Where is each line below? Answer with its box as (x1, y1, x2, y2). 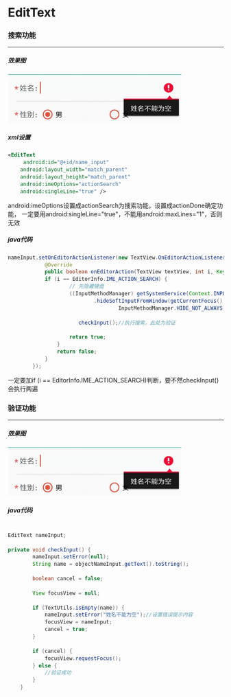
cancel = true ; (44, 626, 88, 633)
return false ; (56, 348, 97, 355)
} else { (32, 662, 58, 669)
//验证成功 (44, 670, 71, 676)
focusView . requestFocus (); (44, 654, 122, 662)
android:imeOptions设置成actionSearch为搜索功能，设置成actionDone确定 (8, 201, 217, 209)
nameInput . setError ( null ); (32, 553, 110, 560)
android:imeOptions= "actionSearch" (20, 181, 122, 187)
